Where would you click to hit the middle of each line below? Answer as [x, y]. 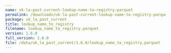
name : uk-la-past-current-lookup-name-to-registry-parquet [69, 10]
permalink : [17, 15]
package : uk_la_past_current [36, 19]
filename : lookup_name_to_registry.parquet [52, 29]
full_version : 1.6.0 [27, 38]
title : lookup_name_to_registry [39, 24]
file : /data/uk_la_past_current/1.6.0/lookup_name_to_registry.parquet [83, 43]
